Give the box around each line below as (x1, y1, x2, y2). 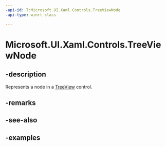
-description (5, 70, 46, 79)
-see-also (5, 116, 38, 124)
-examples (5, 133, 41, 142)
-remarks (5, 98, 36, 107)
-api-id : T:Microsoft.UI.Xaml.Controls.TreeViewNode (5, 7, 121, 13)
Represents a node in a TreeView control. (5, 83, 93, 90)
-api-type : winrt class (5, 12, 57, 17)
